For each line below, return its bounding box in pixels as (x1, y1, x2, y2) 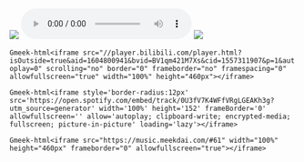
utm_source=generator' (9, 104, 96, 113)
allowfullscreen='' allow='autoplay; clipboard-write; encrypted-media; (9, 112, 291, 121)
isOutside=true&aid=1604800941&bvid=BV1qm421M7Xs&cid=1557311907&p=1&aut (9, 56, 296, 66)
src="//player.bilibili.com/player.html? (82, 48, 243, 57)
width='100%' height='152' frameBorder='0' (98, 104, 267, 113)
